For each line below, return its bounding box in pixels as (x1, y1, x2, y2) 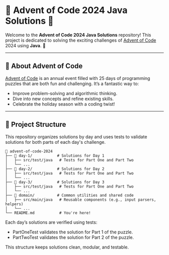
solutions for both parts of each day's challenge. (5, 139, 106, 145)
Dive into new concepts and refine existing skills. (12, 96, 114, 102)
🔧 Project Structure (5, 120, 66, 129)
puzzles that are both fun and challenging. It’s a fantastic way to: (5, 80, 139, 87)
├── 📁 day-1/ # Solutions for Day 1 (5, 153, 105, 158)
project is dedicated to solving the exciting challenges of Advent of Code (5, 37, 156, 43)
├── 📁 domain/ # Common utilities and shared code (5, 193, 134, 198)
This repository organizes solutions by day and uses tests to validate (5, 133, 147, 140)
